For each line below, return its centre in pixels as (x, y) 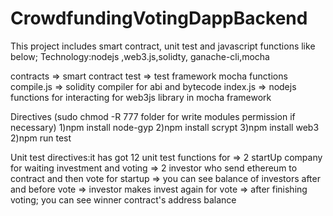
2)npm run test (41, 138)
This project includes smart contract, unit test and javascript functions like (163, 46)
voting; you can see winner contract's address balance (123, 199)
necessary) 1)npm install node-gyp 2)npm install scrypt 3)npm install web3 (165, 127)
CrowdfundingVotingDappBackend (159, 18)
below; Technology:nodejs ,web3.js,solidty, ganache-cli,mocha (140, 56)
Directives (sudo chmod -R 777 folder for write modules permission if (153, 116)
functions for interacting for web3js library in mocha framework (141, 97)
